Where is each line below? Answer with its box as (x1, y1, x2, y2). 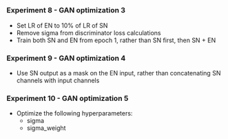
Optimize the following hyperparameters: (16, 109, 133, 118)
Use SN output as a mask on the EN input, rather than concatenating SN (16, 69, 221, 77)
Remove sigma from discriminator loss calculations (16, 28, 161, 37)
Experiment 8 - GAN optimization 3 (6, 6, 125, 15)
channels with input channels (16, 76, 100, 85)
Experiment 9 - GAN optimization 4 (6, 53, 126, 63)
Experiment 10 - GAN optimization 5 (6, 93, 129, 103)
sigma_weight (26, 124, 66, 132)
